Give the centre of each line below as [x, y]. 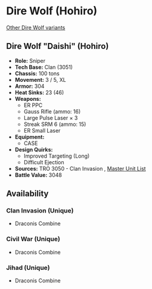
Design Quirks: [34, 149]
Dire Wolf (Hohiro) [52, 11]
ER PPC [33, 105]
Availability [27, 194]
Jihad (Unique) [28, 268]
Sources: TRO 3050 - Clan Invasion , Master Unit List [80, 168]
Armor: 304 [30, 86]
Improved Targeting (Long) [57, 156]
